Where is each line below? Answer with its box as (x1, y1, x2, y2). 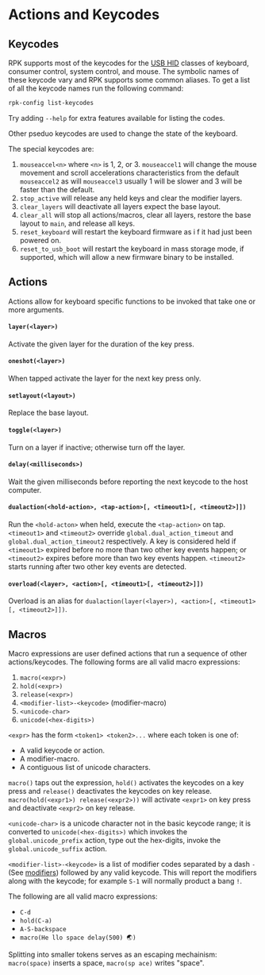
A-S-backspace (19, 925, 67, 933)
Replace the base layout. (8, 408, 89, 418)
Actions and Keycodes (8, 6, 160, 24)
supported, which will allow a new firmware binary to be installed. (19, 252, 234, 261)
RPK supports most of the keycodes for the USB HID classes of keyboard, (8, 58, 249, 68)
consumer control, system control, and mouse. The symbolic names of (8, 67, 240, 76)
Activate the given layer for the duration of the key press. (8, 339, 194, 349)
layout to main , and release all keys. (19, 219, 136, 228)
